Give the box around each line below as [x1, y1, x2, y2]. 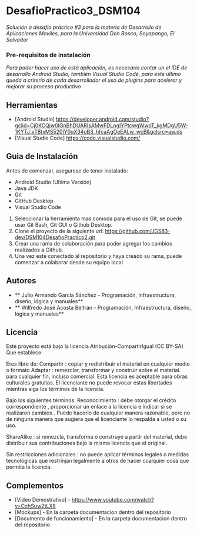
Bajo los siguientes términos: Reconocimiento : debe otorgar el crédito [6, 397, 176, 404]
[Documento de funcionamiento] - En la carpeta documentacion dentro [14, 515, 187, 522]
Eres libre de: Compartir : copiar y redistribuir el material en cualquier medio [6, 360, 190, 367]
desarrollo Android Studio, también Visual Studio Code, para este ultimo [6, 71, 181, 78]
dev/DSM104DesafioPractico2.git [14, 234, 95, 241]
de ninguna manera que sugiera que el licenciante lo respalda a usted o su [6, 416, 186, 423]
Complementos [6, 480, 64, 490]
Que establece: [6, 349, 43, 356]
